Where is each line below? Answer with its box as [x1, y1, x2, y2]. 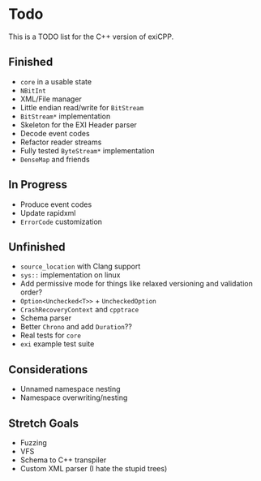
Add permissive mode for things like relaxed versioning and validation [19, 279, 253, 289]
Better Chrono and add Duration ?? [19, 322, 132, 332]
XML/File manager [19, 94, 83, 104]
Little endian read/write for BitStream [19, 102, 144, 112]
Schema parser [19, 313, 71, 323]
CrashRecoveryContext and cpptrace [19, 305, 139, 315]
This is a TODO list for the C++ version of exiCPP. [8, 32, 174, 41]
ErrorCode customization [19, 217, 103, 226]
